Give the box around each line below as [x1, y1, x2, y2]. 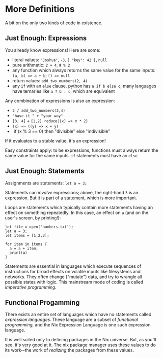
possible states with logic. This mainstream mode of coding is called [5, 279, 143, 285]
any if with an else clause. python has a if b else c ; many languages [12, 83, 157, 89]
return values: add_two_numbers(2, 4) [12, 77, 88, 83]
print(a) [9, 250, 27, 255]
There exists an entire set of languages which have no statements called [5, 312, 152, 318]
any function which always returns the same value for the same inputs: [12, 67, 156, 73]
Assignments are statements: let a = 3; [5, 180, 87, 186]
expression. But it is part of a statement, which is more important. [5, 195, 137, 201]
